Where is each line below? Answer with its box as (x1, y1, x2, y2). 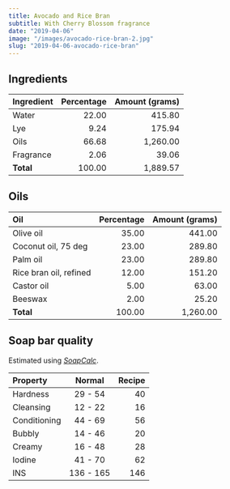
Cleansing (12, 402, 51, 413)
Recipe (117, 374, 146, 385)
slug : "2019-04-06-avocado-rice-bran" (8, 42, 139, 50)
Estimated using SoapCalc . (8, 355, 99, 365)
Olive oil (12, 227, 43, 239)
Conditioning (12, 415, 62, 426)
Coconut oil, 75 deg (12, 240, 88, 252)
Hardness (12, 388, 50, 399)
